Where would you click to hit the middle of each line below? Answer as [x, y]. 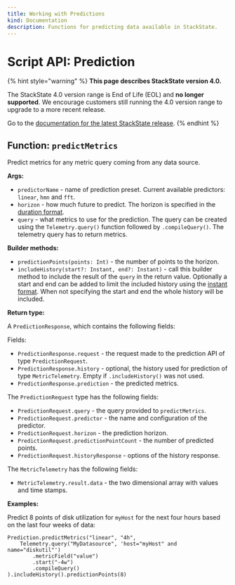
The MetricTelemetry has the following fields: [73, 469]
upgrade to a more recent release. [57, 110]
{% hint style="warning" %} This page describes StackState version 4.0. [115, 81]
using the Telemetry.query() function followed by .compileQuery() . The [121, 227]
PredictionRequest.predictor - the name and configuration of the [112, 418]
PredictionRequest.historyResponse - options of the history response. [119, 456]
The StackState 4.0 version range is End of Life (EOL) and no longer [106, 95]
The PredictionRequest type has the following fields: [83, 397]
